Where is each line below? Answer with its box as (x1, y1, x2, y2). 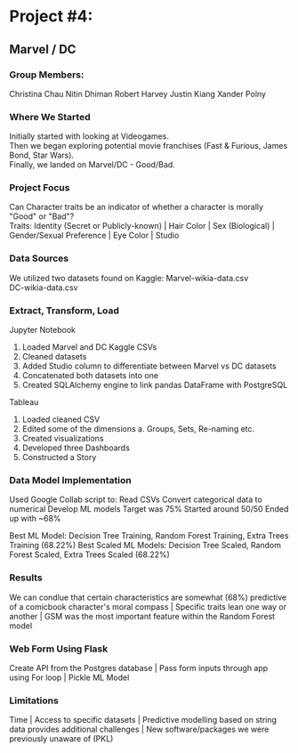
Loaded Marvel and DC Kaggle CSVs (21, 342, 157, 352)
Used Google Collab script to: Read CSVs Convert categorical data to (9, 494, 262, 505)
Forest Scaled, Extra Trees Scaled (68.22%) (9, 549, 171, 560)
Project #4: (9, 6, 93, 27)
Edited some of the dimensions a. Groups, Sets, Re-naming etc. (21, 424, 255, 434)
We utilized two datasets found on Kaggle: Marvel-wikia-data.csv (9, 272, 249, 283)
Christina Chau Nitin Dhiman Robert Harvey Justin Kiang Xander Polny (9, 88, 267, 99)
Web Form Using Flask (9, 643, 109, 655)
